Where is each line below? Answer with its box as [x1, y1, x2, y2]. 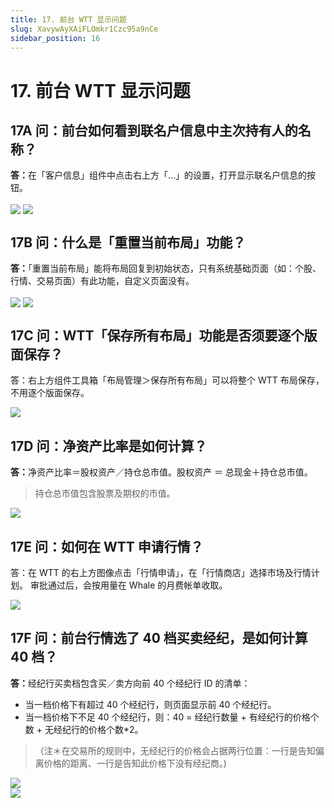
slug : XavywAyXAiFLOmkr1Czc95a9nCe [10, 24, 159, 34]
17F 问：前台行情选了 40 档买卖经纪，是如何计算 [10, 630, 308, 647]
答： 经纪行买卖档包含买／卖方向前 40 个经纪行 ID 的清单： [10, 677, 251, 689]
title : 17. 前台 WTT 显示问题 [10, 14, 127, 25]
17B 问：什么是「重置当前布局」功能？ [10, 234, 247, 251]
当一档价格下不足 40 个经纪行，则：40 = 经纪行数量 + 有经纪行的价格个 [24, 711, 320, 723]
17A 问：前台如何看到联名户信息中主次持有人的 [10, 122, 298, 139]
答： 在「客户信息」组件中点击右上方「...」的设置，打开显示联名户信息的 [10, 169, 308, 181]
